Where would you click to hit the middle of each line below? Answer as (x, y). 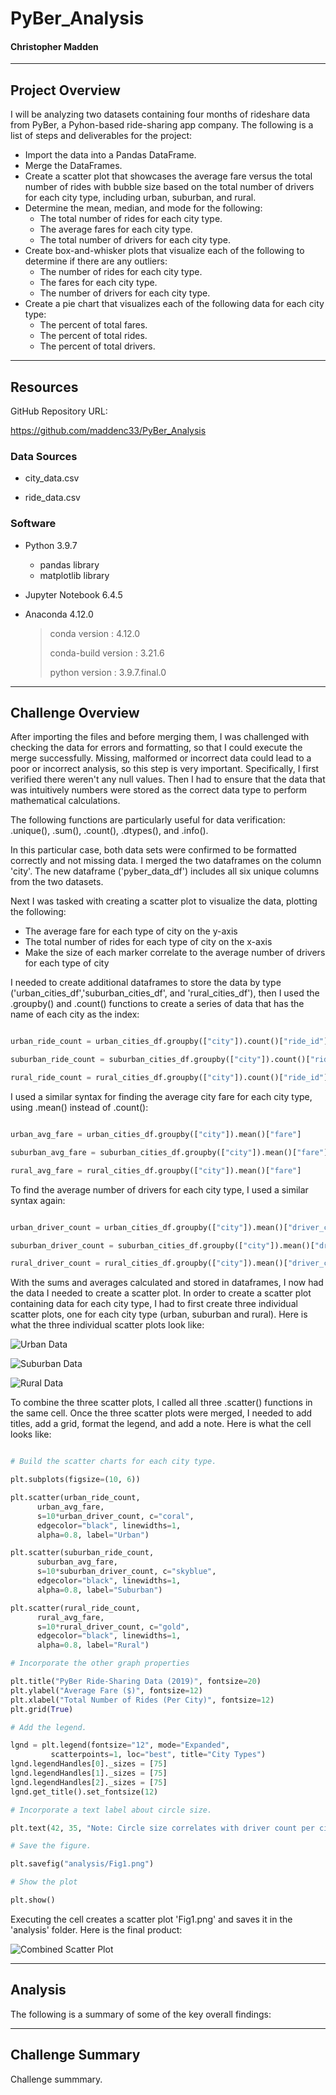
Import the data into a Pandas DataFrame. (110, 155)
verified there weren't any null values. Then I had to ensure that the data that (168, 779)
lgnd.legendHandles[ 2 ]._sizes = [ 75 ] (89, 1782)
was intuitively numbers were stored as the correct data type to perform (159, 790)
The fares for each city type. (98, 283)
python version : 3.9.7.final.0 (108, 672)
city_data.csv (52, 478)
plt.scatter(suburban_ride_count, (82, 1553)
